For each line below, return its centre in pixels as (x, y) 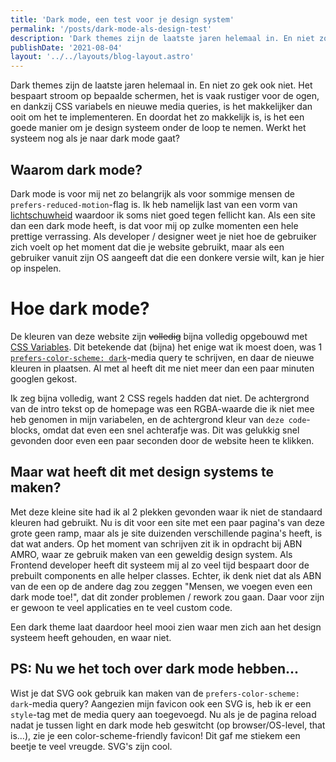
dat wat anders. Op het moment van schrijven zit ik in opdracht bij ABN (156, 543)
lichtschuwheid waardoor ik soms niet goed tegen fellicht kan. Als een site (163, 215)
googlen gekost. (44, 378)
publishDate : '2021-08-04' (66, 47)
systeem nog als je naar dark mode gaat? (95, 138)
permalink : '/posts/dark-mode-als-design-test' (111, 29)
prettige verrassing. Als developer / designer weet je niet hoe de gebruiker (163, 236)
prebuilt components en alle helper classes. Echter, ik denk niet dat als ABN (166, 575)
